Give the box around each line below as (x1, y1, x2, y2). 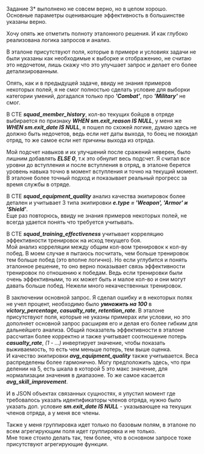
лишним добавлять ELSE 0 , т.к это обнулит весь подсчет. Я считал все (6, 155, 190, 162)
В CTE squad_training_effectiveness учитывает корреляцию (6, 230, 164, 237)
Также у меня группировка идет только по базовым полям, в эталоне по (6, 421, 197, 428)
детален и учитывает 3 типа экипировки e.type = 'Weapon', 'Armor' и (6, 199, 188, 206)
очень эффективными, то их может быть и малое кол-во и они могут (6, 275, 186, 283)
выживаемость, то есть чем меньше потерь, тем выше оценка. (6, 346, 172, 353)
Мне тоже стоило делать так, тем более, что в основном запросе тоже (6, 434, 192, 441)
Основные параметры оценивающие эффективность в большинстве (6, 12, 185, 19)
